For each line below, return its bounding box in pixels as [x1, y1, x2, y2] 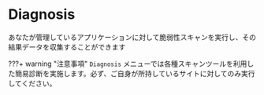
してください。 [8, 79, 57, 88]
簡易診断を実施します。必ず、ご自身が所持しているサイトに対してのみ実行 [14, 68, 255, 78]
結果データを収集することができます [8, 42, 126, 52]
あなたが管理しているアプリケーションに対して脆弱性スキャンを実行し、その [8, 32, 256, 42]
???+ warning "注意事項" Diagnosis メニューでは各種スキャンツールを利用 [8, 59, 247, 68]
